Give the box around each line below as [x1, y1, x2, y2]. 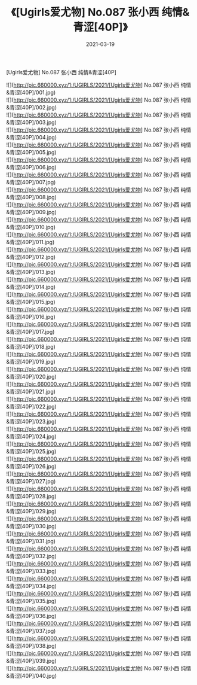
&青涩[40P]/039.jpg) [6, 657, 57, 664]
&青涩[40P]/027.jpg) [6, 477, 56, 485]
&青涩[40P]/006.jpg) [6, 163, 57, 171]
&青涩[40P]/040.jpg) [6, 672, 57, 679]
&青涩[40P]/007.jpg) [6, 178, 56, 185]
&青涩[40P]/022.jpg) [6, 403, 57, 410]
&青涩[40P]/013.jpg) [6, 268, 56, 275]
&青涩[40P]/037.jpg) [6, 627, 56, 634]
